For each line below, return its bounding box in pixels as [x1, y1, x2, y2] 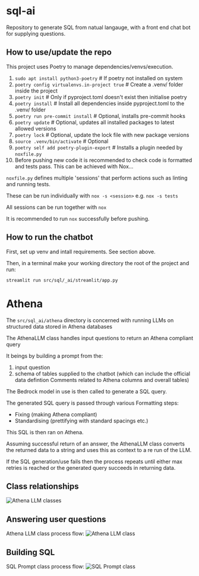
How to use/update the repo [6, 47, 112, 58]
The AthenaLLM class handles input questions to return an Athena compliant [6, 334, 194, 342]
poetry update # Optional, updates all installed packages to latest [14, 119, 175, 126]
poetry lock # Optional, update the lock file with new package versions [14, 131, 189, 138]
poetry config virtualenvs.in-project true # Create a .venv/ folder [14, 81, 184, 88]
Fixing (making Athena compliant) [14, 410, 97, 418]
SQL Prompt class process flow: [6, 562, 85, 570]
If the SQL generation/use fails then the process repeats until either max [6, 458, 183, 465]
